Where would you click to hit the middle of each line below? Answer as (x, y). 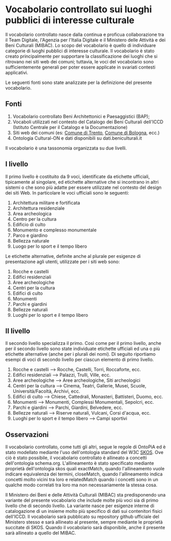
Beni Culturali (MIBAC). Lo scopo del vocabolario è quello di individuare (81, 45)
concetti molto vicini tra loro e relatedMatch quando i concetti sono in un (82, 480)
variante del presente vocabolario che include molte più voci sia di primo (82, 501)
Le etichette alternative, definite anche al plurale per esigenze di (73, 256)
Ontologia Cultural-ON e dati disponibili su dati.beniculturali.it (77, 138)
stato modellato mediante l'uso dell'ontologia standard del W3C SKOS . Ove (84, 452)
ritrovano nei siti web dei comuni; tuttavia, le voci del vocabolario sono (80, 61)
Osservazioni (27, 434)
